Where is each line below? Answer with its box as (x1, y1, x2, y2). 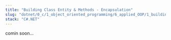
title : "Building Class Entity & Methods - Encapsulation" (5, 7, 133, 12)
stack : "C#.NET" (5, 16, 40, 21)
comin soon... (5, 30, 34, 36)
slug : (5, 12, 17, 17)
